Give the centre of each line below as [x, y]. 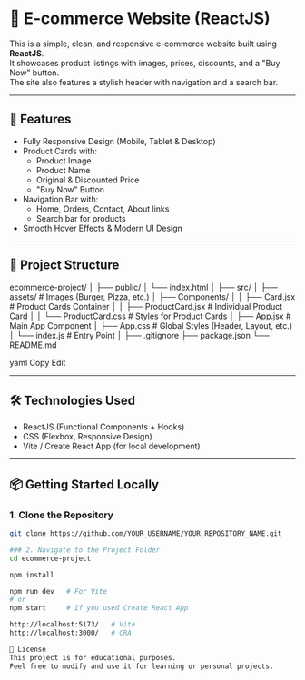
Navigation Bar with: [60, 199]
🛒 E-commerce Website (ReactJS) [140, 19]
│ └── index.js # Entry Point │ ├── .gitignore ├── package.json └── [140, 335]
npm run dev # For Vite [58, 591]
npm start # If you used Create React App [99, 608]
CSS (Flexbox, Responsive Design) [87, 437]
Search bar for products [81, 218]
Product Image [64, 160]
